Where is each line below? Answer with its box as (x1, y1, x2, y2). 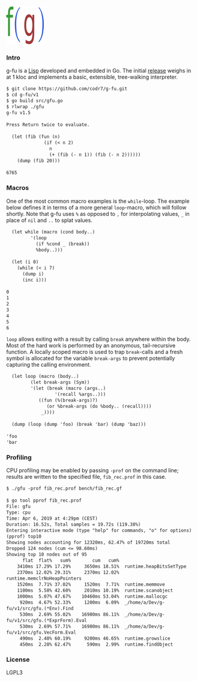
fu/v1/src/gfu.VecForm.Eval (6, 629, 77, 635)
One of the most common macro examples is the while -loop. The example (6, 197, 190, 205)
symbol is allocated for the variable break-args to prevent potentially (6, 355, 175, 362)
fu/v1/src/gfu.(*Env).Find (6, 605, 74, 611)
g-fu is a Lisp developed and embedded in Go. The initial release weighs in (6, 67, 191, 74)
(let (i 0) (11, 259, 39, 265)
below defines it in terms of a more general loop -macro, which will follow (6, 203, 187, 211)
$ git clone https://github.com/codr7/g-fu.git (6, 86, 128, 92)
